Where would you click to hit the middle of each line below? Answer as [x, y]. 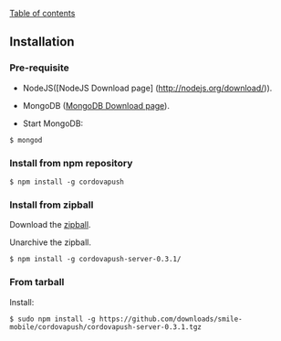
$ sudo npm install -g [52, 319]
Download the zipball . [50, 225]
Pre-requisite [40, 68]
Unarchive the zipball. [50, 242]
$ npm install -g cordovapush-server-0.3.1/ [95, 260]
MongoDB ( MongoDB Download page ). [96, 105]
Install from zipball [52, 205]
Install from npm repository [71, 163]
